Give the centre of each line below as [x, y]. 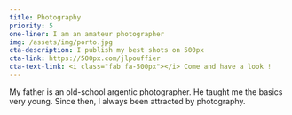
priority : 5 [31, 26]
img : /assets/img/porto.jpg [61, 42]
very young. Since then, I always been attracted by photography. [127, 101]
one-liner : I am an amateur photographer [87, 34]
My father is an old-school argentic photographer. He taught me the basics [146, 92]
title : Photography [45, 17]
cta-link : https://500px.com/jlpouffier [85, 58]
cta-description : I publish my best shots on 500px [107, 50]
